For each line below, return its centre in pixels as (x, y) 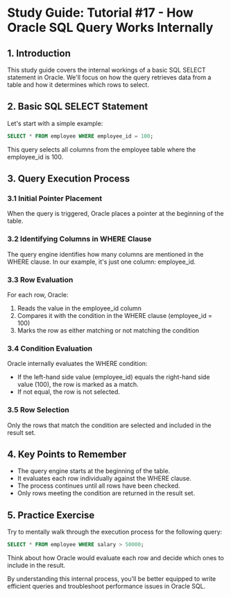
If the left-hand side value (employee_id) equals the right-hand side (113, 377)
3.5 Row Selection (38, 410)
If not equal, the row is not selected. (68, 392)
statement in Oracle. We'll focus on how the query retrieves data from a (109, 77)
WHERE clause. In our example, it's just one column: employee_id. (102, 262)
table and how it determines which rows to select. (78, 85)
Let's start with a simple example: (55, 123)
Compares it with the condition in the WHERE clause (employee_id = (115, 315)
